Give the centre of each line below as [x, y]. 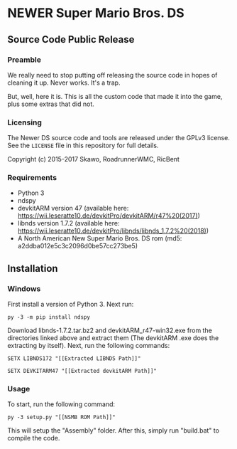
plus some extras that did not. [51, 104]
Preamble [24, 60]
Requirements [32, 178]
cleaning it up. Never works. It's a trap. [64, 83]
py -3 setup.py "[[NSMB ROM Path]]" [61, 418]
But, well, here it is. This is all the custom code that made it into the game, [115, 96]
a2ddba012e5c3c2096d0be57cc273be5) [78, 246]
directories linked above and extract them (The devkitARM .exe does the [113, 338]
